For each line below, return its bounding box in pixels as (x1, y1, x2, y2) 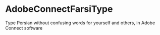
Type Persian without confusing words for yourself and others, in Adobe (5, 20, 155, 26)
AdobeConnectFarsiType (5, 3, 113, 15)
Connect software (5, 25, 43, 31)
